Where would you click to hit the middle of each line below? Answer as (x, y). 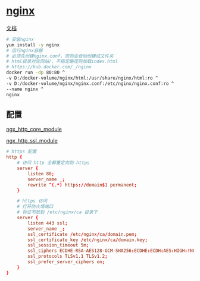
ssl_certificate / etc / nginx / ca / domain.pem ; (82, 234)
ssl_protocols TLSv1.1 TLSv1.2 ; (68, 257)
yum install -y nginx (33, 45)
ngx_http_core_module (34, 130)
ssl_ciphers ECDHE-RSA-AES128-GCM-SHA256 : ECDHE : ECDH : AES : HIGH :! (109, 251)
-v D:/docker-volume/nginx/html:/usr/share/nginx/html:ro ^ (82, 78)
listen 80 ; (41, 173)
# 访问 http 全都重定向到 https (53, 163)
